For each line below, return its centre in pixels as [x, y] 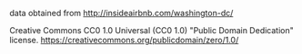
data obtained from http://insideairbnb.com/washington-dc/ [121, 13]
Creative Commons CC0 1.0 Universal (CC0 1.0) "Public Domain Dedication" [151, 30]
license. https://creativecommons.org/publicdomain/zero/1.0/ [124, 40]
